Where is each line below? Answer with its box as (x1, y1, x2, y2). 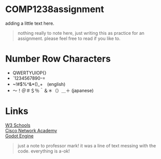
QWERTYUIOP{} (12, 70, 47, 76)
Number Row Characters (5, 53, 111, 65)
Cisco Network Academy (5, 127, 57, 133)
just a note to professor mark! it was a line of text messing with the (17, 142, 156, 148)
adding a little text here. (5, 20, 55, 26)
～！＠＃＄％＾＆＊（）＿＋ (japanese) (12, 87, 94, 93)
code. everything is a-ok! (17, 148, 70, 154)
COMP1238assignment (5, 4, 104, 15)
